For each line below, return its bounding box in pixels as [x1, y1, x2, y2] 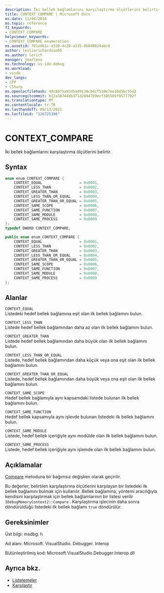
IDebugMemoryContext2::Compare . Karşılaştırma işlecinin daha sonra [5, 499, 140, 505]
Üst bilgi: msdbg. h [5, 531, 43, 537]
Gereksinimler [5, 518, 49, 527]
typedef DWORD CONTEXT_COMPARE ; [5, 226, 71, 231]
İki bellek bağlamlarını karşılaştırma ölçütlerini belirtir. [5, 148, 112, 154]
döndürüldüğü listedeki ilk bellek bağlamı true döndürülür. [5, 504, 122, 510]
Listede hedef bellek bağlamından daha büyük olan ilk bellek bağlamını [5, 338, 147, 344]
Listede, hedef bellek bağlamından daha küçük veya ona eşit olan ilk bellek [5, 357, 155, 363]
